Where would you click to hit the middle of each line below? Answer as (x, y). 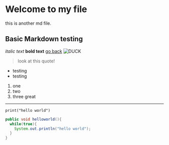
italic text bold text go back (34, 51)
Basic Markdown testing (44, 39)
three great (24, 96)
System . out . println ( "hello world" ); (53, 129)
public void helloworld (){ (33, 119)
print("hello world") (28, 110)
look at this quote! (36, 61)
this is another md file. (28, 23)
